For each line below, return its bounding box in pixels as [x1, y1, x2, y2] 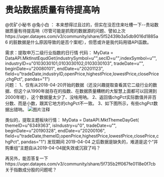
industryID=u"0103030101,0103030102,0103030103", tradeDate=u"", [5, 60, 144, 66]
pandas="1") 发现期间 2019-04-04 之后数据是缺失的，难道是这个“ [21, 139, 154, 145]
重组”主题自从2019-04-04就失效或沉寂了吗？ [9, 145, 101, 150]
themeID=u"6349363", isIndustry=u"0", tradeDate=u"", [5, 122, 117, 128]
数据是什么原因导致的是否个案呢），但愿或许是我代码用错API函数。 [17, 39, 151, 45]
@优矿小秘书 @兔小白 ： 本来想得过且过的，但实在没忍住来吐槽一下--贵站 [5, 22, 155, 28]
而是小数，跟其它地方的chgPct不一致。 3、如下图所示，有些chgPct [18, 100, 154, 106]
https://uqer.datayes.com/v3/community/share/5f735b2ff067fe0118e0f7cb [5, 161, 156, 167]
